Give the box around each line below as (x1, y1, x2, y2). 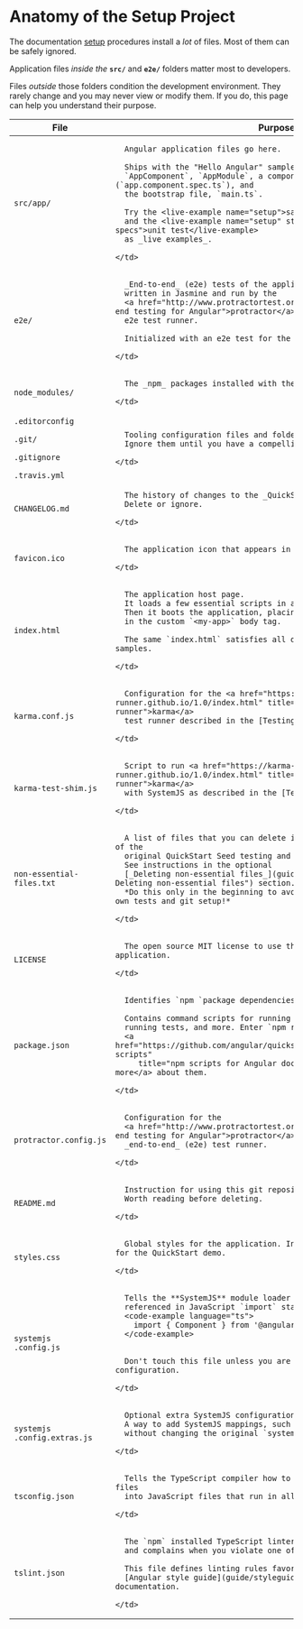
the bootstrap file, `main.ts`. (124, 189, 263, 199)
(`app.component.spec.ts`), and (115, 179, 254, 190)
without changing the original (124, 1428, 259, 1438)
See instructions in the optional (124, 860, 272, 870)
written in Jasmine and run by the (124, 288, 278, 299)
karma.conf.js (14, 711, 75, 721)
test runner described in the (124, 715, 254, 725)
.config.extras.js (14, 1432, 93, 1442)
